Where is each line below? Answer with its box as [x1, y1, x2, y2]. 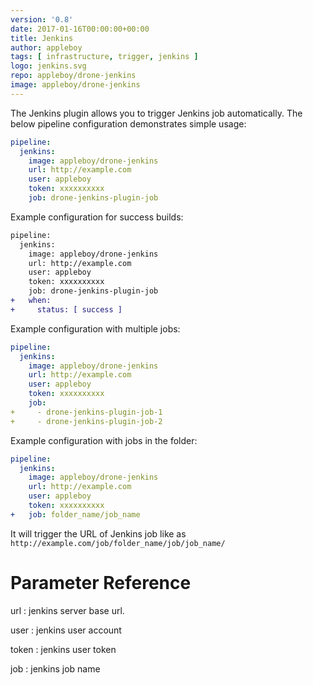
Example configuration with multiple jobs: [10, 322, 181, 335]
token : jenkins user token [10, 643, 117, 655]
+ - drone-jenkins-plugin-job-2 [10, 416, 163, 426]
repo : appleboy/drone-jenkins [10, 71, 137, 81]
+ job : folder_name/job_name [10, 509, 141, 520]
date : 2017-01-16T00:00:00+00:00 [10, 24, 150, 34]
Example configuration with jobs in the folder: [10, 434, 198, 446]
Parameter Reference [10, 571, 192, 594]
